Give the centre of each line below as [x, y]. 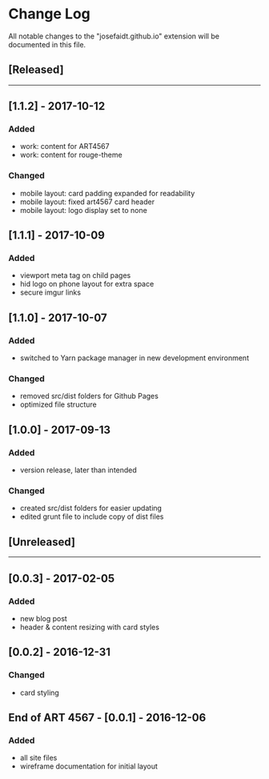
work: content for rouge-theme [71, 155]
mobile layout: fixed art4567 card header [87, 202]
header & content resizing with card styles [90, 627]
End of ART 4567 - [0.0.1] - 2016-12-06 [107, 717]
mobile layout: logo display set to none [84, 210]
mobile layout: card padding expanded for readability [107, 193]
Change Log [49, 14]
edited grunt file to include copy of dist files [92, 516]
